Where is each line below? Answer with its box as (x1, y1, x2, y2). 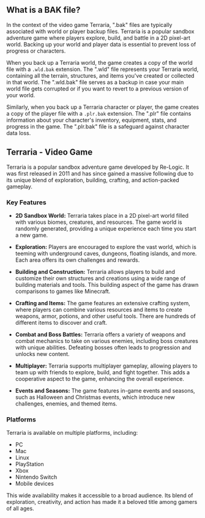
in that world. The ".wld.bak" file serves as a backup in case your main (6, 78, 184, 86)
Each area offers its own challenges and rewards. (15, 256, 140, 264)
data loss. (6, 129, 31, 136)
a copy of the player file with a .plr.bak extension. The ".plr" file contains (6, 109, 192, 117)
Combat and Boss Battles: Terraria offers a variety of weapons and (15, 330, 186, 338)
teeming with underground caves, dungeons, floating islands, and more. (15, 250, 197, 257)
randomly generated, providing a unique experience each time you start (15, 224, 197, 232)
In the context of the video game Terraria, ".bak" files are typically (6, 21, 173, 28)
